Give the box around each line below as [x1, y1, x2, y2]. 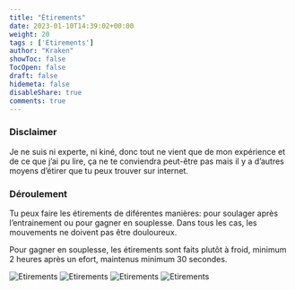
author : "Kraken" [9, 47, 74, 55]
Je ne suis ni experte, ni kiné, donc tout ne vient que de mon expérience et [9, 146, 285, 157]
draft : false [9, 72, 58, 81]
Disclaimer [9, 126, 57, 139]
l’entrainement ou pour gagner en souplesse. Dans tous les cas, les [9, 217, 257, 228]
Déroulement [9, 187, 68, 200]
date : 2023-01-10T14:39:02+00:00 [9, 21, 134, 30]
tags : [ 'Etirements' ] [9, 38, 94, 47]
